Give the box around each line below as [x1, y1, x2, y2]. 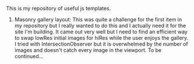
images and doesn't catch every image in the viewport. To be [14, 47, 162, 54]
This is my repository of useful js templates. [6, 5, 111, 12]
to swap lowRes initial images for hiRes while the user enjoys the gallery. [14, 35, 189, 41]
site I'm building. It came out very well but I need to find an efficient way [14, 28, 188, 35]
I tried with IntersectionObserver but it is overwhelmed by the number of [14, 40, 188, 47]
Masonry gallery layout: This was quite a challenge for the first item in [14, 16, 182, 22]
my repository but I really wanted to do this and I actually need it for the [14, 22, 186, 29]
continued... [14, 53, 44, 59]
